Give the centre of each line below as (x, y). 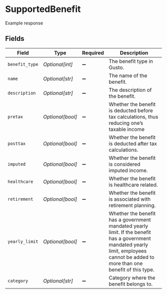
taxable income (127, 129)
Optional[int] (58, 64)
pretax (15, 117)
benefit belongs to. (131, 284)
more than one (126, 263)
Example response (24, 23)
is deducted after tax (133, 143)
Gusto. (116, 67)
